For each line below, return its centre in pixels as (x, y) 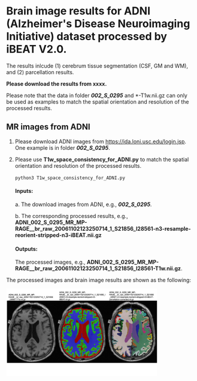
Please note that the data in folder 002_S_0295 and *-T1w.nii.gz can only (97, 95)
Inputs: (24, 191)
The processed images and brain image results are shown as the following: (99, 280)
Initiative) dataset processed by (87, 37)
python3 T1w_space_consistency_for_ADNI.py (70, 178)
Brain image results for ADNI (78, 11)
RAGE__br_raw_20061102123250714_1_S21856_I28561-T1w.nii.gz (98, 268)
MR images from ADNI (49, 127)
